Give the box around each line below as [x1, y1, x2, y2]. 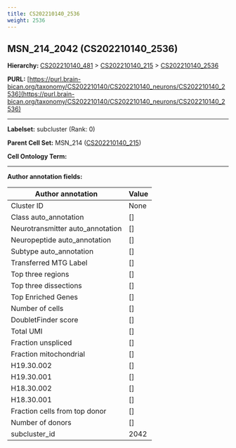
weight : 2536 [7, 17, 46, 24]
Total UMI [11, 327, 43, 336]
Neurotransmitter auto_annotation [11, 224, 122, 234]
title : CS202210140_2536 [7, 10, 80, 18]
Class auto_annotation [11, 212, 84, 222]
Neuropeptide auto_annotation [11, 235, 111, 245]
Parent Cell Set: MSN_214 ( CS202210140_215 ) [7, 138, 142, 147]
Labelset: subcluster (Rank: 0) [7, 125, 96, 133]
